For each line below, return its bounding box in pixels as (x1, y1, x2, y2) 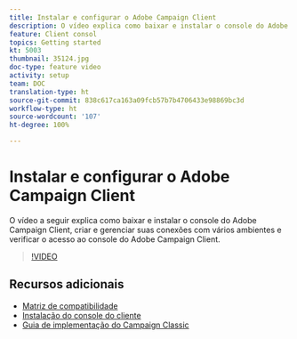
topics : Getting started (9, 37, 101, 47)
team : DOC (9, 79, 46, 88)
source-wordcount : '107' (9, 112, 101, 121)
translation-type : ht (9, 87, 90, 96)
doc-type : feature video (9, 63, 101, 72)
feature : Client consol (9, 29, 98, 38)
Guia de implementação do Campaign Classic (21, 319, 189, 330)
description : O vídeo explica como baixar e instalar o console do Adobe (9, 21, 289, 30)
